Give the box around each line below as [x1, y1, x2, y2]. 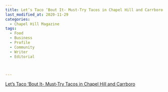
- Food [10, 31, 24, 36]
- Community [10, 45, 35, 50]
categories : [5, 17, 30, 22]
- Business [10, 36, 33, 41]
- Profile [10, 40, 30, 45]
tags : [5, 26, 17, 31]
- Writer [10, 49, 28, 54]
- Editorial [10, 54, 35, 59]
